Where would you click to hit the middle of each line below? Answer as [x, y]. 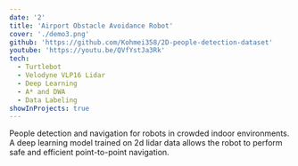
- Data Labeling [47, 100]
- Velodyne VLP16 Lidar [61, 75]
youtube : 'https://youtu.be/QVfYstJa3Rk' [87, 51]
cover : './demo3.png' [50, 34]
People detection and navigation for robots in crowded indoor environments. [149, 133]
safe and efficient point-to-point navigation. [89, 153]
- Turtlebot [40, 67]
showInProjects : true [50, 108]
